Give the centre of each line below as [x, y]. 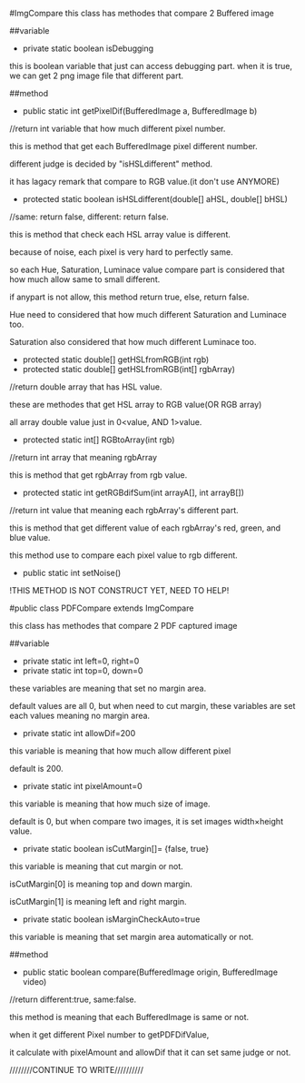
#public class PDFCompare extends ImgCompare [102, 608]
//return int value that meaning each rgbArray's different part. [124, 510]
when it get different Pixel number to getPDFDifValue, [109, 1035]
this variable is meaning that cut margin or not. [96, 866]
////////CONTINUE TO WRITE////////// [76, 1070]
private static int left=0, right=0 [81, 661]
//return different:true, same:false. [73, 999]
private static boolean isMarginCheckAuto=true [111, 919]
